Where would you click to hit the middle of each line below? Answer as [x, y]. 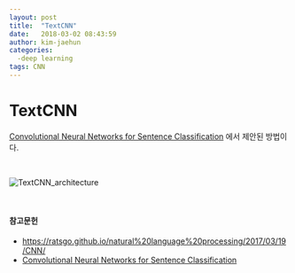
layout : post [33, 17]
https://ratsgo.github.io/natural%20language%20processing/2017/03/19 [154, 241]
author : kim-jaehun [45, 42]
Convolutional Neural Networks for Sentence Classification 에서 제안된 [136, 136]
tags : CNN [27, 67]
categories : [31, 51]
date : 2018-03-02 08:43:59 [63, 34]
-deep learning [45, 58]
